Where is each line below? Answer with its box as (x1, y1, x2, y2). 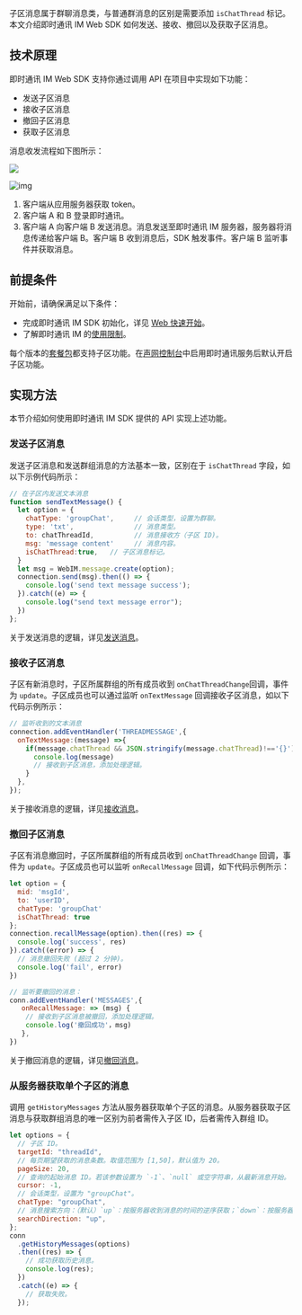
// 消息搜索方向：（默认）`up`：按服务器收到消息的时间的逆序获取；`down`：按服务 (17, 1206, 288, 1215)
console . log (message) (32, 752, 115, 761)
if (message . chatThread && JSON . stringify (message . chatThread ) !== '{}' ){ (25, 744, 299, 753)
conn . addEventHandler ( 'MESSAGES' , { (9, 996, 143, 1005)
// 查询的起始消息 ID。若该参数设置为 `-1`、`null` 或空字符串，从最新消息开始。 (17, 1172, 290, 1182)
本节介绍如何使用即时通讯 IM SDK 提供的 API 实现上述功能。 (9, 413, 232, 424)
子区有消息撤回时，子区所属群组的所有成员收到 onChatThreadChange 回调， (9, 850, 283, 861)
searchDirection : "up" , (17, 1214, 106, 1223)
